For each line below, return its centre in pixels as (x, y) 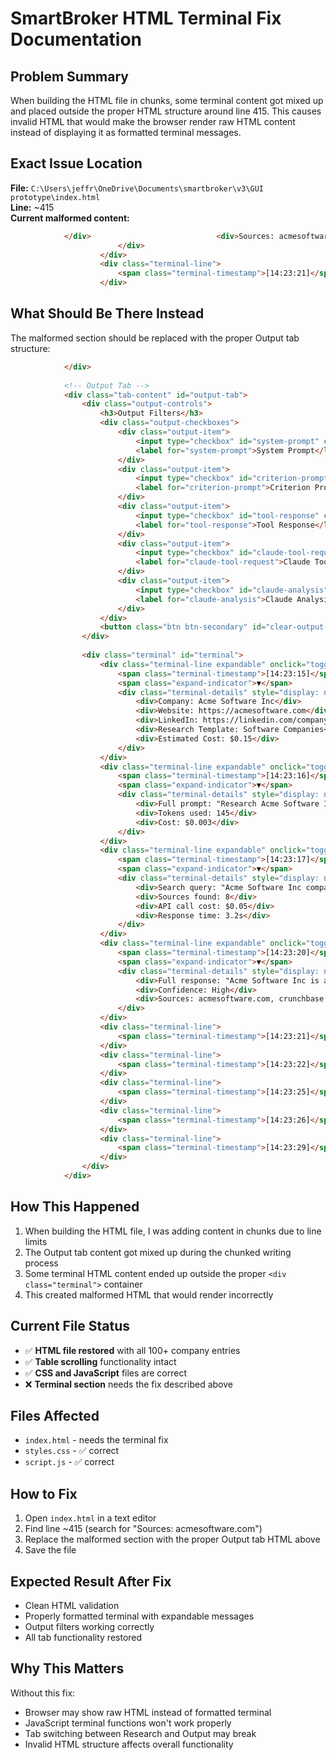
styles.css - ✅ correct (72, 1451)
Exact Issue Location (76, 163)
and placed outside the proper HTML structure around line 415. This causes (166, 111)
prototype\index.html (55, 197)
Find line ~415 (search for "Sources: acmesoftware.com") (143, 1529)
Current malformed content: (70, 218)
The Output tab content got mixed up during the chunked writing (158, 1252)
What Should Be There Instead (107, 313)
